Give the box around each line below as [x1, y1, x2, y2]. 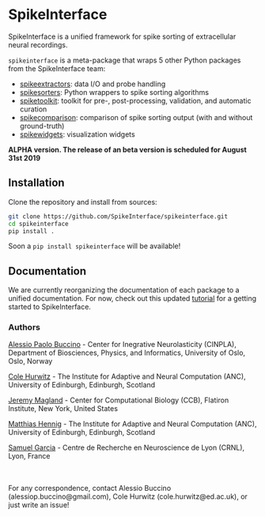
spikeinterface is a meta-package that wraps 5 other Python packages [8, 55, 241, 65]
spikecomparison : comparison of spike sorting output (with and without [19, 112, 253, 122]
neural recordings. [8, 40, 69, 49]
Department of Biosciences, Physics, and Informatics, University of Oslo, [8, 348, 246, 357]
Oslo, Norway [8, 357, 53, 366]
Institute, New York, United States [8, 404, 119, 413]
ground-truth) [19, 121, 65, 130]
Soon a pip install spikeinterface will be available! [8, 241, 181, 251]
